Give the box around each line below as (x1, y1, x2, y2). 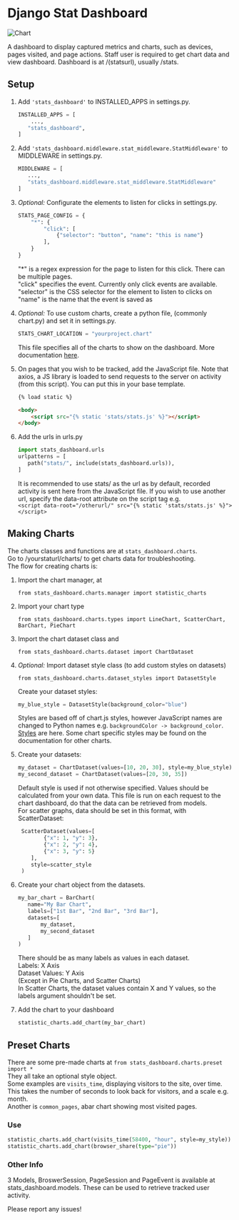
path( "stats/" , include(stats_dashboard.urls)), (27, 460, 175, 467)
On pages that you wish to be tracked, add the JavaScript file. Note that (17, 364, 229, 373)
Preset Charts (7, 1039, 71, 1051)
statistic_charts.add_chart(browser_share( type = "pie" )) (7, 1143, 177, 1150)
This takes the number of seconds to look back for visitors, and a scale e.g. (7, 1087, 229, 1095)
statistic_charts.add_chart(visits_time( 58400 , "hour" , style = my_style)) (7, 1136, 232, 1144)
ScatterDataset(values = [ (21, 828, 95, 835)
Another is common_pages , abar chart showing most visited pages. (7, 1102, 198, 1111)
